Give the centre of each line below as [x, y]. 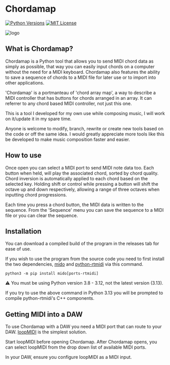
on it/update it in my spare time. [39, 119]
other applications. [25, 82]
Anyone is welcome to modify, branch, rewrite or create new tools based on [84, 128]
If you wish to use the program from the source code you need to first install [85, 259]
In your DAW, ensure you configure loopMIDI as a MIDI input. [69, 357]
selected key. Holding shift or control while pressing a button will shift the [82, 184]
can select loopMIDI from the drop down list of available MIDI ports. [76, 347]
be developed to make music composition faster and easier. [68, 139]
